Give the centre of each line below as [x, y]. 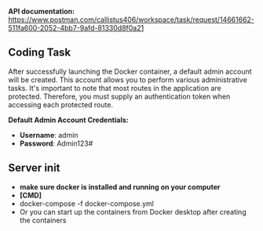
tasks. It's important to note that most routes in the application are [115, 88]
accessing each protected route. [61, 104]
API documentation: [42, 11]
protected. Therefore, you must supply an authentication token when [119, 96]
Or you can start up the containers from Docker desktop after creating [133, 211]
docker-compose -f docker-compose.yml [87, 204]
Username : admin [49, 135]
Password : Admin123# [56, 143]
